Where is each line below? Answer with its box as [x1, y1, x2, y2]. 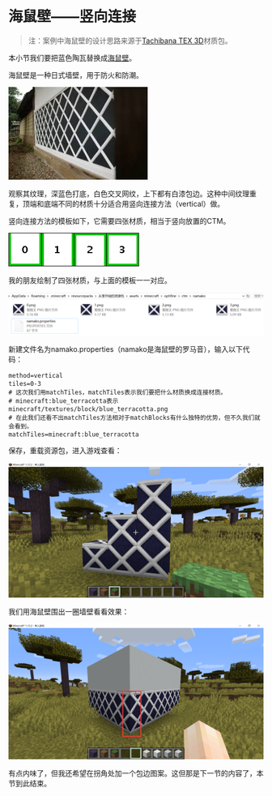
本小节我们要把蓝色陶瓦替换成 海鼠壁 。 [8, 53, 136, 62]
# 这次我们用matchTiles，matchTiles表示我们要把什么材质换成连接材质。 [8, 388, 227, 396]
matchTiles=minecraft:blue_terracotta [8, 430, 139, 439]
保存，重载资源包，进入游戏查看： [8, 445, 122, 455]
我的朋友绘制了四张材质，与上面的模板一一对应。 [8, 275, 172, 285]
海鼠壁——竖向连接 [8, 7, 137, 26]
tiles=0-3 [8, 379, 42, 387]
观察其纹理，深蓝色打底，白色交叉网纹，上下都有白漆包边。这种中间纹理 [8, 188, 249, 199]
